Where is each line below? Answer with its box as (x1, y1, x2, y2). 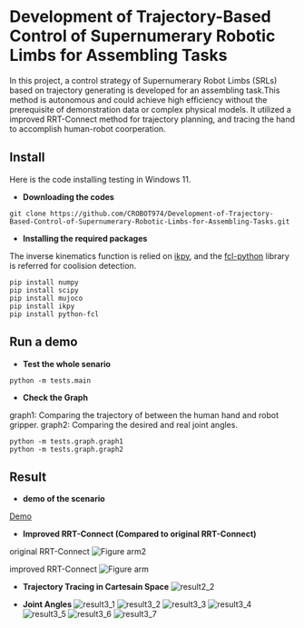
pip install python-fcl (9, 309, 100, 319)
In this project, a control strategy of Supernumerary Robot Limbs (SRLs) (9, 75, 278, 85)
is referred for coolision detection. (9, 260, 137, 271)
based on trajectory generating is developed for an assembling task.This (9, 85, 280, 95)
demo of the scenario (22, 493, 106, 504)
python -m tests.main (9, 375, 92, 385)
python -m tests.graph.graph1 (9, 436, 124, 446)
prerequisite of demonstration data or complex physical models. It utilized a (9, 104, 292, 115)
